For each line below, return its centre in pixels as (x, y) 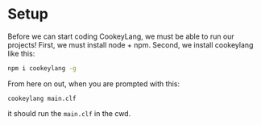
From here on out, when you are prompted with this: (94, 83)
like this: (21, 53)
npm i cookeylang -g (42, 68)
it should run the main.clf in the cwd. (69, 113)
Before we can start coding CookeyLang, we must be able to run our (121, 36)
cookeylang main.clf (42, 98)
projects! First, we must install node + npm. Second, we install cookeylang (130, 44)
